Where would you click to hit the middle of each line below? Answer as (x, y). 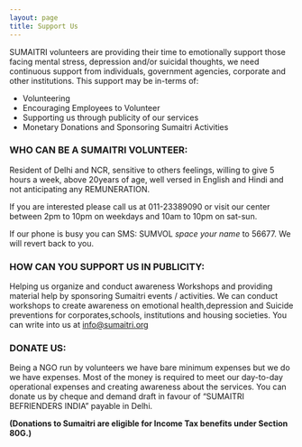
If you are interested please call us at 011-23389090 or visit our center (140, 206)
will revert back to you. (52, 243)
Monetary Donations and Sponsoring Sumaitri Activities (125, 126)
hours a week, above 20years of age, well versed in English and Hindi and (146, 179)
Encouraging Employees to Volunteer (91, 107)
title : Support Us (44, 26)
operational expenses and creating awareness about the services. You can (148, 387)
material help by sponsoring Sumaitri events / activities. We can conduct (143, 296)
